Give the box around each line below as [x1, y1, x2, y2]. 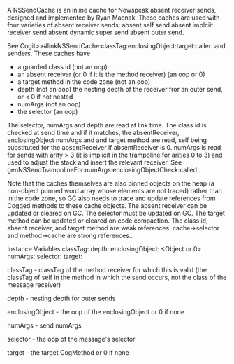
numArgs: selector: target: [7, 252, 82, 260]
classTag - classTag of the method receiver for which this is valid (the [7, 266, 207, 274]
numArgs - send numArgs [7, 321, 82, 330]
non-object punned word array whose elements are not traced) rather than [7, 187, 222, 195]
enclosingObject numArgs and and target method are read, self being [7, 136, 207, 144]
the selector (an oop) [17, 108, 78, 115]
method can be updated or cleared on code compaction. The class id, [7, 216, 208, 225]
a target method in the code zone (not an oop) [17, 78, 151, 86]
